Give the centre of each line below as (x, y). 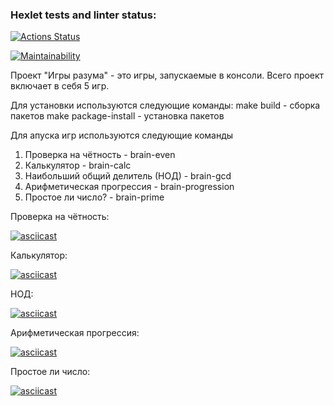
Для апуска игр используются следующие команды (122, 135)
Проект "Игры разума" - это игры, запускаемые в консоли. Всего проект (167, 75)
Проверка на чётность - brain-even (100, 155)
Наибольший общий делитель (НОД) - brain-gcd (128, 176)
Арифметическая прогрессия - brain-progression (129, 187)
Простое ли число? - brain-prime (94, 197)
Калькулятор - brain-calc (78, 165)
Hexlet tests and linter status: (83, 15)
